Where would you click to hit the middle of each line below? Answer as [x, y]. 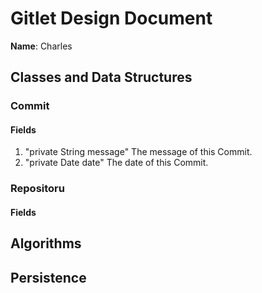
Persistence [48, 277]
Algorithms [46, 243]
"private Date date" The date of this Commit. [116, 163]
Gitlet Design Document [111, 18]
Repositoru [37, 189]
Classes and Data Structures [101, 77]
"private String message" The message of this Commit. [138, 152]
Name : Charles [41, 46]
